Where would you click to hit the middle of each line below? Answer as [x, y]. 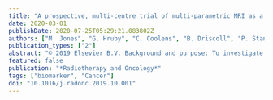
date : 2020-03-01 [38, 23]
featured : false [36, 61]
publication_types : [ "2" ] [52, 46]
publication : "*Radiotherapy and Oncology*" [85, 69]
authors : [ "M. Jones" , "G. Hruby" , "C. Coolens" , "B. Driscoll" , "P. [129, 38]
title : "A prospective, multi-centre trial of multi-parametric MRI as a [136, 16]
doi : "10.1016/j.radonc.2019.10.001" [72, 83]
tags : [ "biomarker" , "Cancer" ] [61, 76]
